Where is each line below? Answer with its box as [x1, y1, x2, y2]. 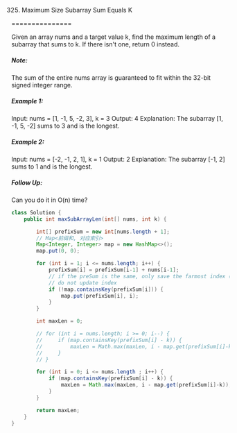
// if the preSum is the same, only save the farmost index [48, 273, 226, 280]
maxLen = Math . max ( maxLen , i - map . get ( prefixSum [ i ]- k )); [60, 382, 232, 389]
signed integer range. [11, 80, 73, 89]
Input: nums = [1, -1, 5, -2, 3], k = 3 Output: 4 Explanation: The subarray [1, [11, 114, 224, 122]
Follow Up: [11, 178, 43, 187]
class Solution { [11, 209, 62, 216]
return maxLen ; [36, 407, 80, 414]
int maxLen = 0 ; [36, 318, 83, 325]
